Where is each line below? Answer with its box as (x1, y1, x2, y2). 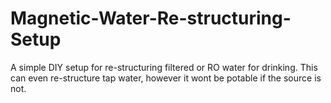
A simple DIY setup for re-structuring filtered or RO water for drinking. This (10, 61, 318, 73)
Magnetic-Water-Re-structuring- (10, 7, 292, 30)
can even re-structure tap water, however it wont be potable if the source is (10, 72, 322, 84)
